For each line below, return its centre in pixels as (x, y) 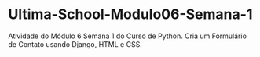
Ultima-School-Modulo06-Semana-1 (130, 14)
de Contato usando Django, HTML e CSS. (75, 44)
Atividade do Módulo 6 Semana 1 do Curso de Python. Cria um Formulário (128, 36)
